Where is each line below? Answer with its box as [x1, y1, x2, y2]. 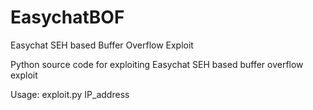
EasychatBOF [10, 6, 125, 29]
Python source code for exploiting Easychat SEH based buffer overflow [10, 58, 304, 70]
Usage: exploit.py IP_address [10, 88, 130, 100]
